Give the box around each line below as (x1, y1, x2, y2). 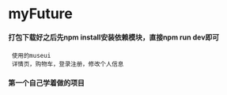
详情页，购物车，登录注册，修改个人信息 (11, 60, 124, 68)
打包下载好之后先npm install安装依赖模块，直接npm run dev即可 (8, 32, 220, 42)
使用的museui (11, 52, 51, 60)
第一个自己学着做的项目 (8, 78, 85, 87)
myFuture (8, 5, 74, 23)
